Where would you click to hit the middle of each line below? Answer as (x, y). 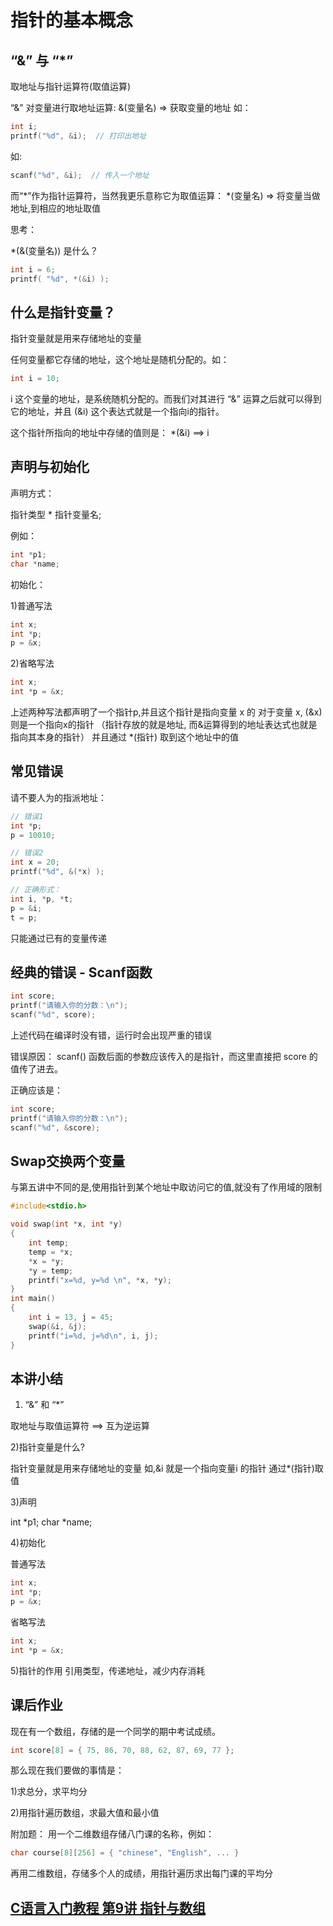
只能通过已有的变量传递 (58, 938)
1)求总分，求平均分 (49, 1792)
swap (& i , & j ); (57, 1326)
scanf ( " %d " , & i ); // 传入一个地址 (80, 175)
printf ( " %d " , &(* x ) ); (57, 872)
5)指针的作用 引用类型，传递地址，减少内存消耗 (108, 1670)
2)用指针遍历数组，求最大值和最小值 (85, 1813)
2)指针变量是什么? (47, 1447)
